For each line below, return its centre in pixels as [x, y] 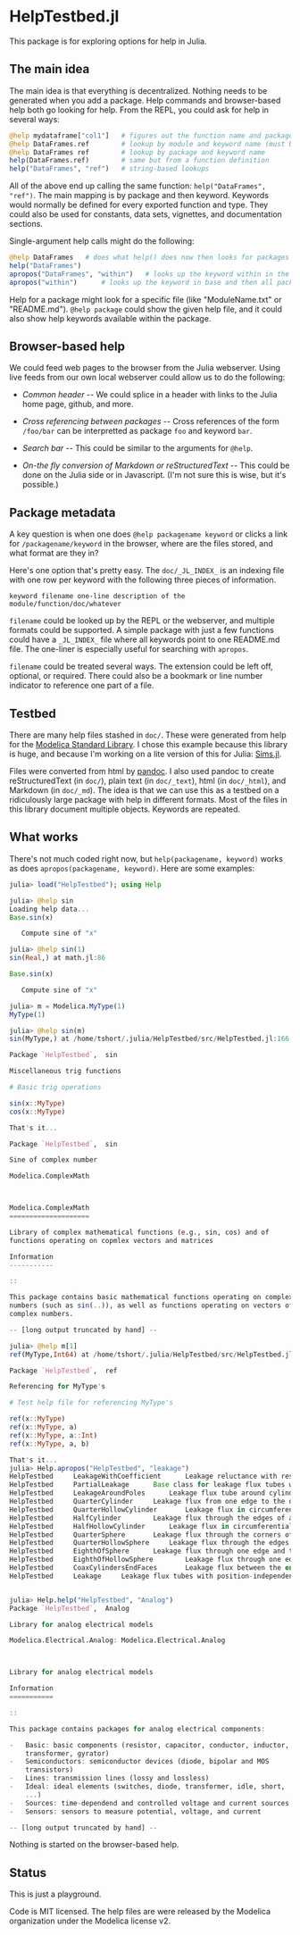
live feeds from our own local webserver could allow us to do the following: [147, 378]
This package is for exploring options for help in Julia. [108, 41]
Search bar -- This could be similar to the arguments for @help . [137, 448]
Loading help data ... [50, 909]
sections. [26, 224]
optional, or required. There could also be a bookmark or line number [136, 676]
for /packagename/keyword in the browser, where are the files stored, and [142, 544]
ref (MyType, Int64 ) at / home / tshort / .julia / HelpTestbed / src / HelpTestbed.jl [151, 1355]
